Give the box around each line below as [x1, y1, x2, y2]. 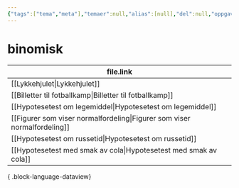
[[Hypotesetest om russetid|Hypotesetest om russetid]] [11, 133, 197, 143]
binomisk [7, 40, 63, 57]
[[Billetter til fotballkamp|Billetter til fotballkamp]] [11, 90, 174, 100]
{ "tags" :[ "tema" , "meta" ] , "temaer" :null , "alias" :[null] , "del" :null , [7, 10, 212, 18]
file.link [106, 67, 133, 77]
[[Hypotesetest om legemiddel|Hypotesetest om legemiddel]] [11, 101, 217, 111]
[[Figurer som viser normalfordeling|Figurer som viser [11, 113, 191, 123]
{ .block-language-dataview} [7, 172, 92, 181]
